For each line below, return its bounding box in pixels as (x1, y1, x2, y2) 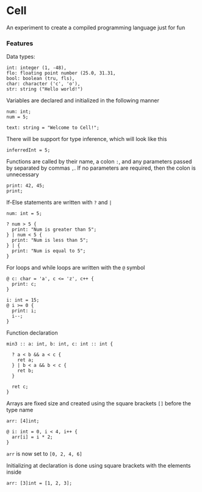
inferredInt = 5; (6, 147, 51, 153)
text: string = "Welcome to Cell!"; (6, 125, 99, 131)
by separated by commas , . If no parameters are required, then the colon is (6, 164, 197, 172)
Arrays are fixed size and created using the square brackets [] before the (6, 400, 191, 407)
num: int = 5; (6, 211, 43, 217)
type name (6, 407, 34, 414)
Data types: (6, 53, 35, 60)
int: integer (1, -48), (6, 65, 67, 71)
